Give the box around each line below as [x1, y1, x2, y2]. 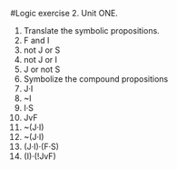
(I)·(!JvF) [23, 151, 57, 162]
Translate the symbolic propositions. [23, 25, 160, 35]
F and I [23, 35, 50, 45]
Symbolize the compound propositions [23, 74, 169, 84]
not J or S [23, 45, 61, 55]
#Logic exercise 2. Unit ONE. [10, 8, 119, 18]
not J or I [23, 55, 58, 65]
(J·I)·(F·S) [23, 141, 60, 152]
